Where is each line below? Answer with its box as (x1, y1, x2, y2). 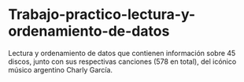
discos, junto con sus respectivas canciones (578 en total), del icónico (8, 57, 237, 66)
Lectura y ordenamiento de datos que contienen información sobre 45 (8, 48, 236, 58)
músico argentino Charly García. (8, 65, 113, 74)
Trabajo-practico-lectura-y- (8, 6, 196, 24)
